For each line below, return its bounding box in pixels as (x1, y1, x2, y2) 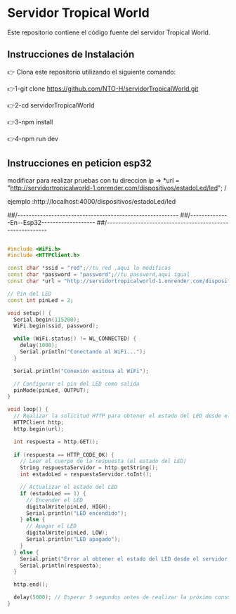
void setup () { (7, 309, 52, 317)
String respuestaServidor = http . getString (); (20, 464, 159, 471)
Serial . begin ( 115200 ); (13, 316, 80, 323)
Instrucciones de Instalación (7, 48, 135, 60)
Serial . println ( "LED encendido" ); (25, 509, 128, 517)
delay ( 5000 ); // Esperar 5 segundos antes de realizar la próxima (13, 594, 212, 601)
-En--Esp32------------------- (7, 218, 96, 226)
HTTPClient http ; (13, 419, 65, 426)
